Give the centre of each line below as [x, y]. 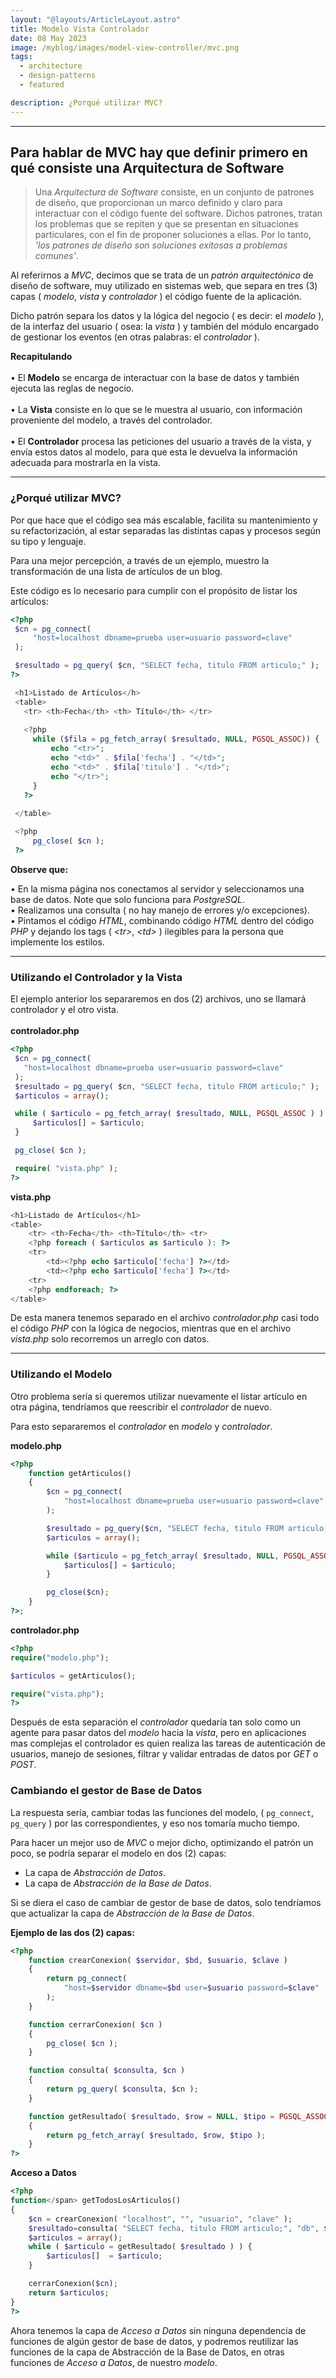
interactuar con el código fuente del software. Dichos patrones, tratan [178, 213]
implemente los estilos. [57, 942]
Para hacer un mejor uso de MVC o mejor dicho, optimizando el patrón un [162, 1842]
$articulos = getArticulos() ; [73, 1676]
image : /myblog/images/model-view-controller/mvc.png [125, 47]
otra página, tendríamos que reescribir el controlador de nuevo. [141, 1407]
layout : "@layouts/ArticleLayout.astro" [96, 19]
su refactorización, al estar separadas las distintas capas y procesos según [166, 530]
